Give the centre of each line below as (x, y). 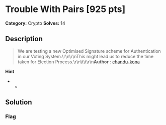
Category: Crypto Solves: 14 (35, 23)
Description (24, 39)
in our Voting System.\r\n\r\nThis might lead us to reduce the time (86, 56)
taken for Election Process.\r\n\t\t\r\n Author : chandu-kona (78, 62)
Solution (19, 102)
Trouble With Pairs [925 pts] (65, 9)
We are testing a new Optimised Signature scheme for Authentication (89, 51)
